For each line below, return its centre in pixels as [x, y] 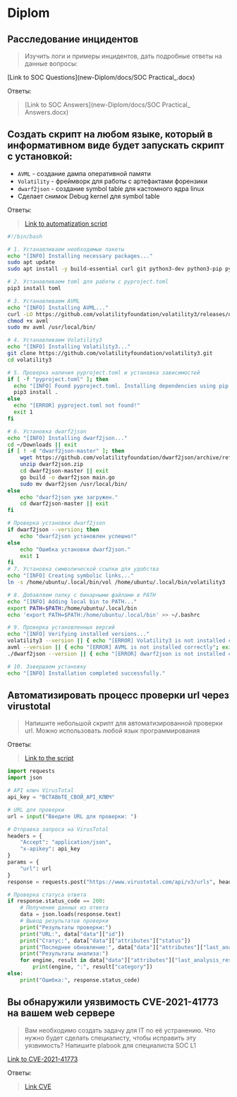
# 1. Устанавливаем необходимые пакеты [66, 249]
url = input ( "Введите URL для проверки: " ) [72, 816]
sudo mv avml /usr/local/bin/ [52, 327]
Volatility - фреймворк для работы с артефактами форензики [113, 181]
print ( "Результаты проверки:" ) [66, 927]
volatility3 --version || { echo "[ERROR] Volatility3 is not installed [116, 641]
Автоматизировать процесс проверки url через [118, 695]
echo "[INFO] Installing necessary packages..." [80, 256]
